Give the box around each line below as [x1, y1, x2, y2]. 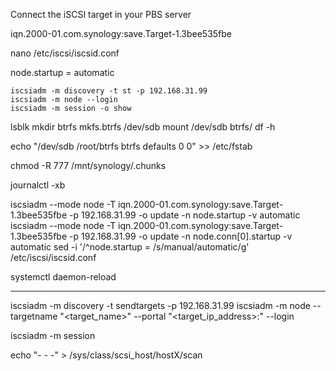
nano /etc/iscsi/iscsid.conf [10, 47, 120, 59]
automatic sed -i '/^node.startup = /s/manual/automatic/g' [10, 241, 250, 253]
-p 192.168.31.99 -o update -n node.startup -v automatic [69, 209, 301, 221]
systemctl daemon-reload [10, 271, 117, 283]
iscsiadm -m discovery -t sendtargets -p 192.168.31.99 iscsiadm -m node [10, 300, 311, 311]
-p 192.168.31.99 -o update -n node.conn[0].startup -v [69, 230, 293, 242]
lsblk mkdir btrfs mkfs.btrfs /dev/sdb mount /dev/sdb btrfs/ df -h [10, 121, 276, 133]
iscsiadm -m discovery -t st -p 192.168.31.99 [10, 86, 208, 96]
